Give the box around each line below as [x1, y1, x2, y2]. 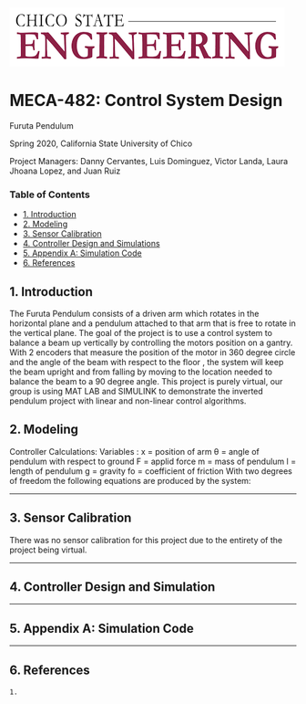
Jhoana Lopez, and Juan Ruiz [9, 165, 121, 176]
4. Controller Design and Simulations [22, 238, 161, 249]
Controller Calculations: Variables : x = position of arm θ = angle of [9, 446, 260, 457]
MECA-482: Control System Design [9, 90, 283, 111]
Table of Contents [9, 188, 91, 201]
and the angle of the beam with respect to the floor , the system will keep [9, 357, 284, 368]
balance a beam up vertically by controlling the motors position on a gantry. [9, 337, 293, 349]
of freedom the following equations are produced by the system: [9, 475, 251, 486]
